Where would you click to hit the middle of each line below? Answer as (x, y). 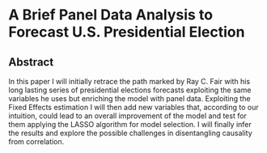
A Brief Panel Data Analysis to (110, 15)
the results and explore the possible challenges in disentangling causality (130, 133)
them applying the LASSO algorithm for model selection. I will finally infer (130, 124)
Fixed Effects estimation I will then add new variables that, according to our (133, 107)
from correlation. (36, 142)
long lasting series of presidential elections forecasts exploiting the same (130, 90)
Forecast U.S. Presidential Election (127, 32)
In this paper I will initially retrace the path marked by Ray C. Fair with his (129, 81)
